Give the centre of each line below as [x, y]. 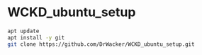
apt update [23, 31]
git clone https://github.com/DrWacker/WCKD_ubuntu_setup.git [101, 44]
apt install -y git [36, 37]
